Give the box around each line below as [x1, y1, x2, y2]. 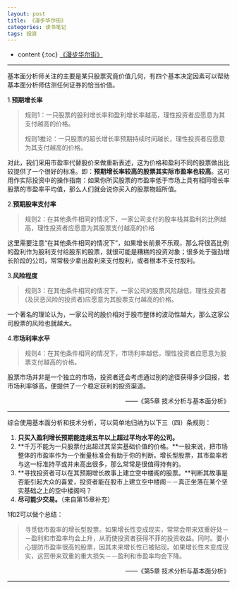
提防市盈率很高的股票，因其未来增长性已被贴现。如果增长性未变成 [30, 543, 223, 552]
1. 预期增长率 [7, 96, 43, 105]
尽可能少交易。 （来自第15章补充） [17, 495, 114, 504]
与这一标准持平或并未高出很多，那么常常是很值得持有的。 [17, 460, 185, 468]
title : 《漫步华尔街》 [7, 17, 67, 24]
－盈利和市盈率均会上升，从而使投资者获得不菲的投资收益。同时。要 [24, 534, 223, 542]
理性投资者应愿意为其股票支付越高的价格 [37, 224, 155, 232]
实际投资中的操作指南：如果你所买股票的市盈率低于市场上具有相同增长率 [19, 176, 230, 184]
